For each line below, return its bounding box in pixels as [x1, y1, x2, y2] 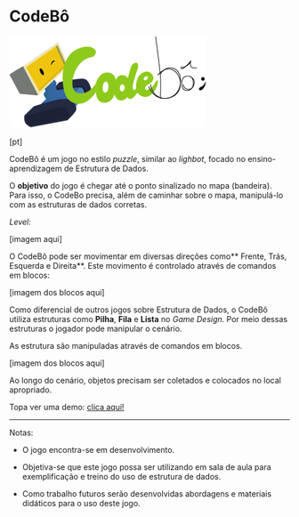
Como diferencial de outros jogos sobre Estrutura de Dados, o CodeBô [9, 304, 269, 315]
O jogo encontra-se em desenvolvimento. [21, 444, 175, 455]
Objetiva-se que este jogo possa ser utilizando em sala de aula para [21, 461, 271, 473]
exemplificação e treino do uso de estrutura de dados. [21, 471, 222, 481]
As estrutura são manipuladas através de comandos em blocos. [9, 340, 243, 351]
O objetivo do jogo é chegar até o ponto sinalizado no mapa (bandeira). [9, 180, 273, 190]
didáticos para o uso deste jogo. [21, 497, 141, 508]
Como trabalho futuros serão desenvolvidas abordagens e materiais [21, 488, 272, 499]
